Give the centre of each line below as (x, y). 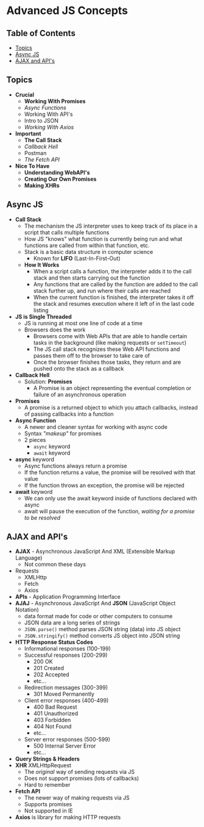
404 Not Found (52, 726)
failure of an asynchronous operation (80, 394)
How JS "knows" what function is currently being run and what (103, 239)
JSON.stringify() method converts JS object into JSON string (102, 636)
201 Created (48, 668)
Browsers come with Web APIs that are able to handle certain (110, 336)
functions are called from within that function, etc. (87, 245)
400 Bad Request (55, 707)
